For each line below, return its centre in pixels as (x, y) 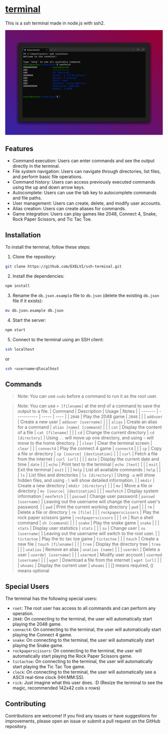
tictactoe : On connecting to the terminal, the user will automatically (82, 661)
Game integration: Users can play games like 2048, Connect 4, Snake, (85, 214)
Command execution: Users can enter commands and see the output (83, 161)
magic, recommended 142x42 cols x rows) (56, 688)
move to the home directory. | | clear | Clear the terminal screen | (85, 443)
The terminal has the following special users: (51, 598)
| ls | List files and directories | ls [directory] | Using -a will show (86, 475)
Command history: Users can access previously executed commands (84, 182)
